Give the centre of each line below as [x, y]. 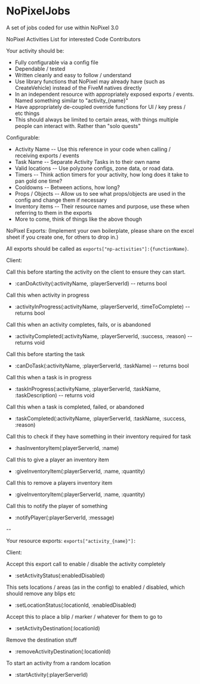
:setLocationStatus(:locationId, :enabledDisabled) [76, 605]
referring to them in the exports [53, 212]
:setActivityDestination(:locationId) [57, 628]
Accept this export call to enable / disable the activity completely [86, 564]
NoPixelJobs [38, 11]
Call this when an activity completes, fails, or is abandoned [79, 324]
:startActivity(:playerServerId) [51, 674]
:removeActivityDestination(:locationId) [63, 651]
